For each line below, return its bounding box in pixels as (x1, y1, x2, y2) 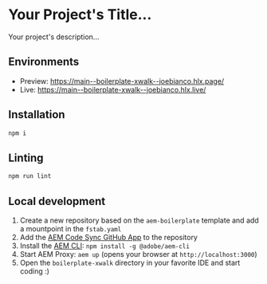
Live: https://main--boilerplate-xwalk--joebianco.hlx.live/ (19, 85, 206, 94)
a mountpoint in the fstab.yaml (19, 223, 122, 233)
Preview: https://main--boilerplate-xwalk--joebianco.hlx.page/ (19, 76, 225, 85)
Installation (8, 108, 65, 121)
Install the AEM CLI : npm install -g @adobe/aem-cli (19, 241, 190, 250)
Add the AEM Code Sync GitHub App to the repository (19, 232, 198, 242)
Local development (8, 194, 106, 208)
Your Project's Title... (8, 6, 152, 24)
